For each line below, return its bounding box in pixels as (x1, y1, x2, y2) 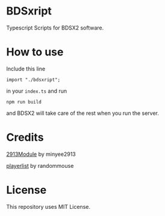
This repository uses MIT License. (6, 203, 90, 210)
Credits (6, 131, 44, 144)
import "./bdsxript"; (6, 76, 61, 82)
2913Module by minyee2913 (6, 150, 76, 158)
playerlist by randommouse (6, 162, 74, 169)
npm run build (6, 99, 42, 105)
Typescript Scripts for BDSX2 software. (6, 24, 104, 31)
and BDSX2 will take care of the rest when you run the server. (6, 110, 160, 117)
